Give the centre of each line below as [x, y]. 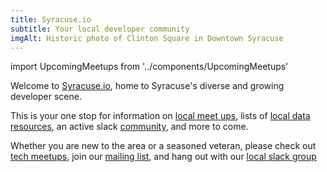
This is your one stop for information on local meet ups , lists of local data [160, 116]
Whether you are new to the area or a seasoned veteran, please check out [163, 146]
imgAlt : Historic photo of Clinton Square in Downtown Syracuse [147, 38]
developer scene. [46, 97]
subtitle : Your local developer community [100, 29]
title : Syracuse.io [51, 19]
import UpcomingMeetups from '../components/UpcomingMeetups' [149, 67]
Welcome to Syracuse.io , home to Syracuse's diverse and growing [147, 86]
